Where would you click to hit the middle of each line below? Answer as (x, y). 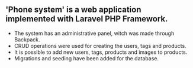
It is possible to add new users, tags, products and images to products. (101, 52)
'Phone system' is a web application (73, 10)
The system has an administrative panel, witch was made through (94, 33)
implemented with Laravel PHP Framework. (87, 19)
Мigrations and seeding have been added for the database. (86, 58)
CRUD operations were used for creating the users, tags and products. (100, 46)
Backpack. (27, 39)
